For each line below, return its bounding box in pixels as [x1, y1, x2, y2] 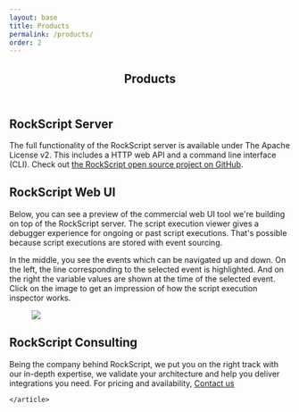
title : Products [9, 21, 70, 30]
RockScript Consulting [9, 335, 138, 350]
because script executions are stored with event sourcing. [9, 237, 223, 248]
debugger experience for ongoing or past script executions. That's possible [9, 227, 287, 238]
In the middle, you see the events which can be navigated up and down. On [9, 254, 287, 265]
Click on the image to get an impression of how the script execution [9, 282, 258, 293]
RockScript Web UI [9, 185, 116, 200]
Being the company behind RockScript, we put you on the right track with [9, 358, 279, 369]
